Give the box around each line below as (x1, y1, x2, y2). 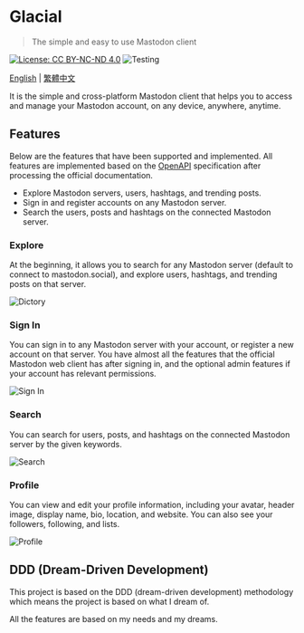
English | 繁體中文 (9, 72, 76, 83)
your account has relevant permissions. (9, 369, 157, 379)
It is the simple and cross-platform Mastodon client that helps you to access (9, 91, 292, 101)
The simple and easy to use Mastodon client (31, 36, 197, 47)
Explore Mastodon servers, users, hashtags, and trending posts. (22, 187, 262, 198)
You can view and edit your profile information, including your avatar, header (9, 499, 295, 510)
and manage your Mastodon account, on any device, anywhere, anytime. (9, 100, 281, 110)
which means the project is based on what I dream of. (9, 596, 210, 607)
